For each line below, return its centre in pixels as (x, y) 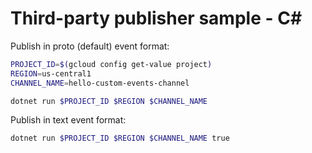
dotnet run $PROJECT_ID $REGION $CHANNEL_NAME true (120, 138)
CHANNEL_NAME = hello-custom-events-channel (100, 83)
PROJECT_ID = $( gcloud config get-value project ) (111, 64)
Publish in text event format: (68, 120)
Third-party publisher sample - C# (156, 18)
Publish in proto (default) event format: (90, 46)
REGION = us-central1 (51, 73)
